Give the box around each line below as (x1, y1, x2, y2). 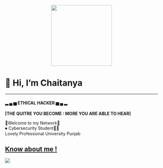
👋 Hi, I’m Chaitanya (5, 77, 83, 89)
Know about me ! (5, 145, 57, 153)
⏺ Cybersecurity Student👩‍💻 (5, 125, 60, 131)
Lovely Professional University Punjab (5, 131, 81, 137)
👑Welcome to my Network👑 (5, 120, 60, 126)
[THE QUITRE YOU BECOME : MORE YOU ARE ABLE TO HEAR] (5, 111, 131, 116)
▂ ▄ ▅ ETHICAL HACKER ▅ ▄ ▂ (5, 100, 68, 106)
